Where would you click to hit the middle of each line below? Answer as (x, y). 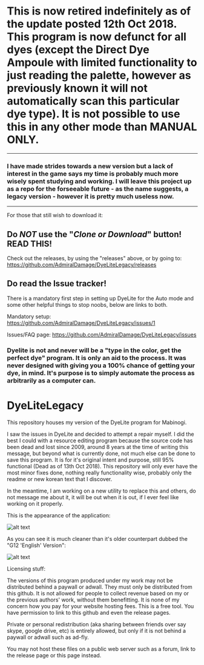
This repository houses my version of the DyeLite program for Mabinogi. (97, 422)
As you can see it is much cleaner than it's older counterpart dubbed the (97, 539)
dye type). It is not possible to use (94, 114)
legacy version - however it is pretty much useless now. (90, 196)
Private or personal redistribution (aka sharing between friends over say (97, 624)
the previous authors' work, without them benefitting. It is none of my (93, 600)
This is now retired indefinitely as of (99, 11)
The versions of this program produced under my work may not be (90, 580)
